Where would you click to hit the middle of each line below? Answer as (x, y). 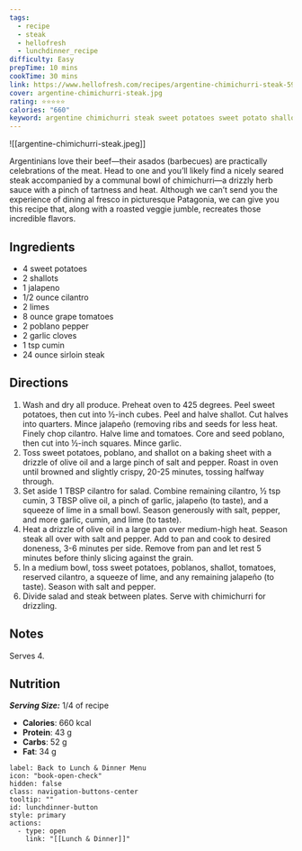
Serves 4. (27, 656)
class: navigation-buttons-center (74, 792)
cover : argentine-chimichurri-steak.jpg (86, 93)
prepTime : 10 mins (44, 68)
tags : (19, 18)
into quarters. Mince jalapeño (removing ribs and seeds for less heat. (150, 423)
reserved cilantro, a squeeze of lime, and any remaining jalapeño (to (148, 576)
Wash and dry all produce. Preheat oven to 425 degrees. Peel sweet (149, 404)
